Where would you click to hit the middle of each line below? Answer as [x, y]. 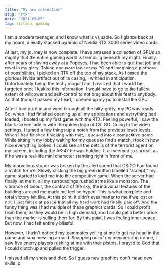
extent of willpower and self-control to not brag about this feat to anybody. [81, 94]
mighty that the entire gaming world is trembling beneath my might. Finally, [81, 58]
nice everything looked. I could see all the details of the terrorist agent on [79, 145]
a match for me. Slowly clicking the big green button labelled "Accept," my [81, 171]
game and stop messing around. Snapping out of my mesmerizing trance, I [81, 238]
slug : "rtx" [17, 14]
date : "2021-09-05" [25, 19]
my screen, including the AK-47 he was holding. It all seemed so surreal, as [82, 151]
